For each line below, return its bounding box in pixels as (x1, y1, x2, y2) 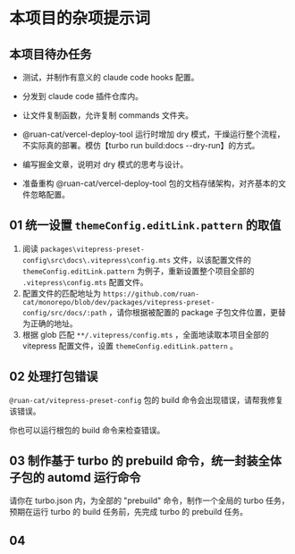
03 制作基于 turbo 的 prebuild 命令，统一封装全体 (9, 453, 282, 469)
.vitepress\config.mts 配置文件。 (21, 276, 149, 287)
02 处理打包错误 (9, 369, 98, 384)
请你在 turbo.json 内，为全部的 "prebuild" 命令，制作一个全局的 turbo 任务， (9, 495, 290, 506)
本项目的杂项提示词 (9, 8, 151, 29)
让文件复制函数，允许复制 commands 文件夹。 (21, 110, 194, 121)
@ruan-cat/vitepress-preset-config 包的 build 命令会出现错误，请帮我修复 (9, 394, 284, 405)
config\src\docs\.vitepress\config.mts (21, 256, 172, 264)
